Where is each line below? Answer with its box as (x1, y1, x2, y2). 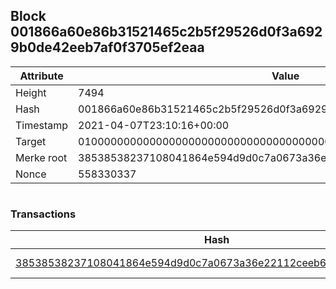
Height (15, 85, 47, 99)
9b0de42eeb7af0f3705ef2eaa (10, 39, 205, 56)
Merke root (15, 150, 68, 164)
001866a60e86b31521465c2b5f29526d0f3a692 (10, 24, 323, 41)
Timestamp (15, 118, 69, 132)
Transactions (10, 207, 77, 221)
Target (15, 134, 47, 148)
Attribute (19, 69, 64, 83)
